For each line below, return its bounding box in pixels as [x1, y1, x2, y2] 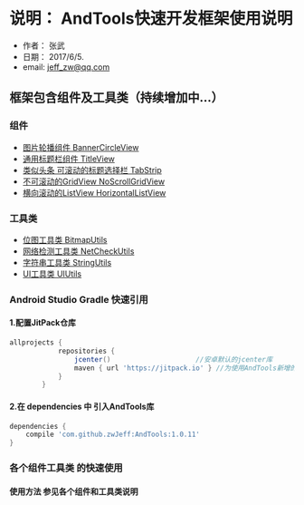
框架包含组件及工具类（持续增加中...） [9, 90, 224, 105]
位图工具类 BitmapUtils [22, 234, 108, 245]
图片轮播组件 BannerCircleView [22, 141, 139, 152]
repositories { [57, 346, 116, 355]
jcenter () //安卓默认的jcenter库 [73, 354, 273, 364]
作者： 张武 [22, 40, 65, 51]
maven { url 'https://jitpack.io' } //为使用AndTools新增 [73, 364, 291, 373]
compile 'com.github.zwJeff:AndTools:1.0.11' [25, 430, 201, 440]
